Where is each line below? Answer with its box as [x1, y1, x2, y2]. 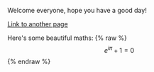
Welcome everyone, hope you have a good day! [7, 6, 147, 14]
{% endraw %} [7, 57, 51, 66]
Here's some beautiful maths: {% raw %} [7, 34, 128, 42]
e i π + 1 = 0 [104, 45, 135, 54]
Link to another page [7, 20, 69, 28]
